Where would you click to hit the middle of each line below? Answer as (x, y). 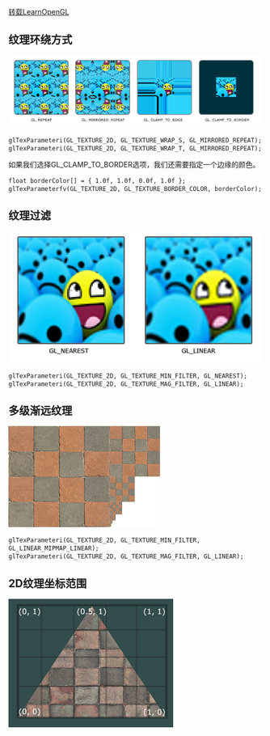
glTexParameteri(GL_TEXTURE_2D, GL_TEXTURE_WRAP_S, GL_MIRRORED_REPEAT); (135, 140)
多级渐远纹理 (40, 411)
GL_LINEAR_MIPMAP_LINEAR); (54, 548)
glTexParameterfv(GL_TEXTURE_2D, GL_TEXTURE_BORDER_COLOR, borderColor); (135, 188)
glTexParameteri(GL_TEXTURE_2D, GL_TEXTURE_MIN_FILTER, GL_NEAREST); (128, 376)
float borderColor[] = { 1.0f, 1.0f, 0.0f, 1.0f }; (97, 180)
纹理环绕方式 (40, 40)
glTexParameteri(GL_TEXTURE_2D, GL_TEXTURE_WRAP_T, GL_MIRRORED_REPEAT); (135, 148)
